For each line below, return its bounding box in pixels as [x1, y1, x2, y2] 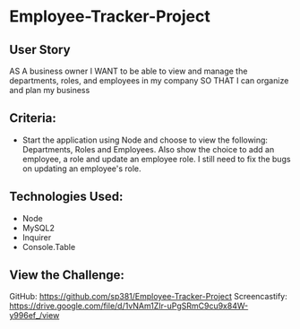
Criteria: [9, 110, 56, 126]
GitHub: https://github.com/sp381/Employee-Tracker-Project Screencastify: [9, 291, 288, 302]
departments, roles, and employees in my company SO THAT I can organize [9, 75, 289, 86]
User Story [9, 42, 71, 57]
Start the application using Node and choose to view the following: [21, 134, 269, 145]
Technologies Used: [9, 189, 124, 204]
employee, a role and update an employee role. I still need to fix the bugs [21, 153, 291, 164]
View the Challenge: [9, 267, 125, 283]
